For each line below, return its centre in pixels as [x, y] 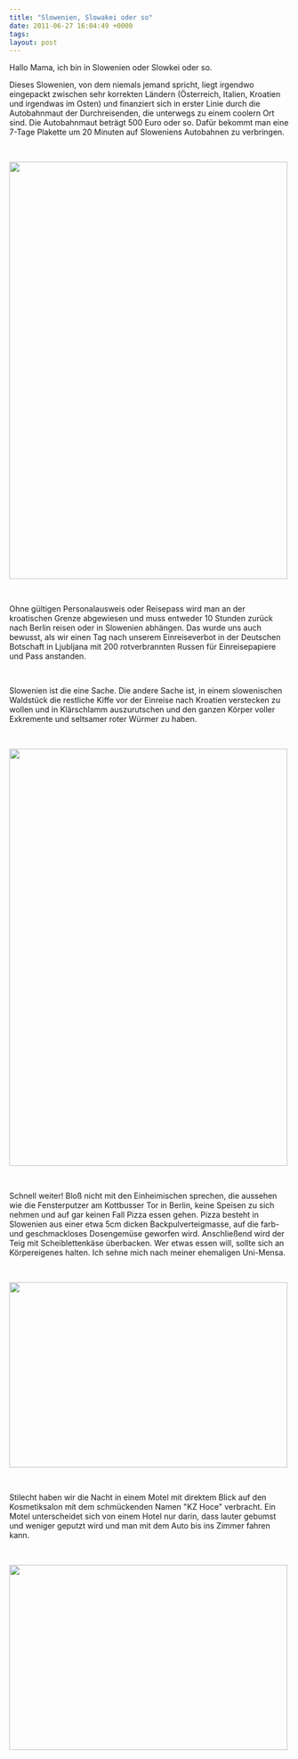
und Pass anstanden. [48, 656]
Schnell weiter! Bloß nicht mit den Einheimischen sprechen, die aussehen [143, 1196]
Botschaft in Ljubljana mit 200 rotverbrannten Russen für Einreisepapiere [143, 647]
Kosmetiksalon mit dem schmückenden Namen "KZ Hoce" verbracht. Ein [142, 1507]
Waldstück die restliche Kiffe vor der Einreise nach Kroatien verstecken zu [145, 701]
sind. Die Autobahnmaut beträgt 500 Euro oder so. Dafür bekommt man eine [149, 123]
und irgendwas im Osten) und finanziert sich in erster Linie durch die [135, 104]
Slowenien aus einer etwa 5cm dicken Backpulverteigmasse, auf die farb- [145, 1224]
